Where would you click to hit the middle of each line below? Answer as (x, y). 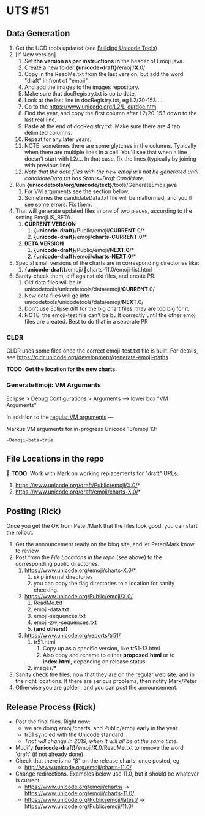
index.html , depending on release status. (95, 662)
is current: (28, 780)
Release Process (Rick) (51, 707)
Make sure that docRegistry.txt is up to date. (80, 93)
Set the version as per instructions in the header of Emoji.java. (104, 61)
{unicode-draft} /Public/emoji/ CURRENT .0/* (89, 230)
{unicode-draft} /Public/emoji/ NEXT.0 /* (84, 250)
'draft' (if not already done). (50, 754)
